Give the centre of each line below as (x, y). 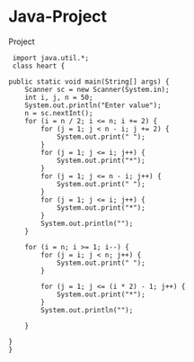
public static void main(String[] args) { (89, 81)
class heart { (39, 66)
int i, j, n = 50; (59, 97)
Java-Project (58, 17)
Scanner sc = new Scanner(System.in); (97, 89)
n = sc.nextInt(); (59, 113)
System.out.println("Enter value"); (93, 105)
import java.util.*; (51, 58)
